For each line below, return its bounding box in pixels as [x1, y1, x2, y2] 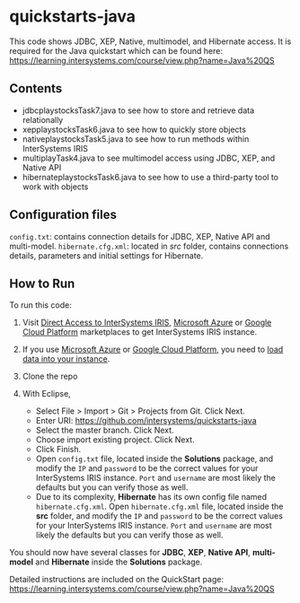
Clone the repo [22, 371, 78, 382]
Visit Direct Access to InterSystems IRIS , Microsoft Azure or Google [22, 317, 272, 328]
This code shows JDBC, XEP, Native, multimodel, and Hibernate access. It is [9, 36, 292, 47]
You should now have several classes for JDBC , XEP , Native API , [9, 547, 251, 558]
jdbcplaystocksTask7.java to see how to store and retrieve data [22, 105, 255, 116]
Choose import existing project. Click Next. [35, 434, 195, 445]
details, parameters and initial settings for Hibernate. [9, 249, 204, 261]
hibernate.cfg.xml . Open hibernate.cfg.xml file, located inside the [35, 501, 284, 512]
